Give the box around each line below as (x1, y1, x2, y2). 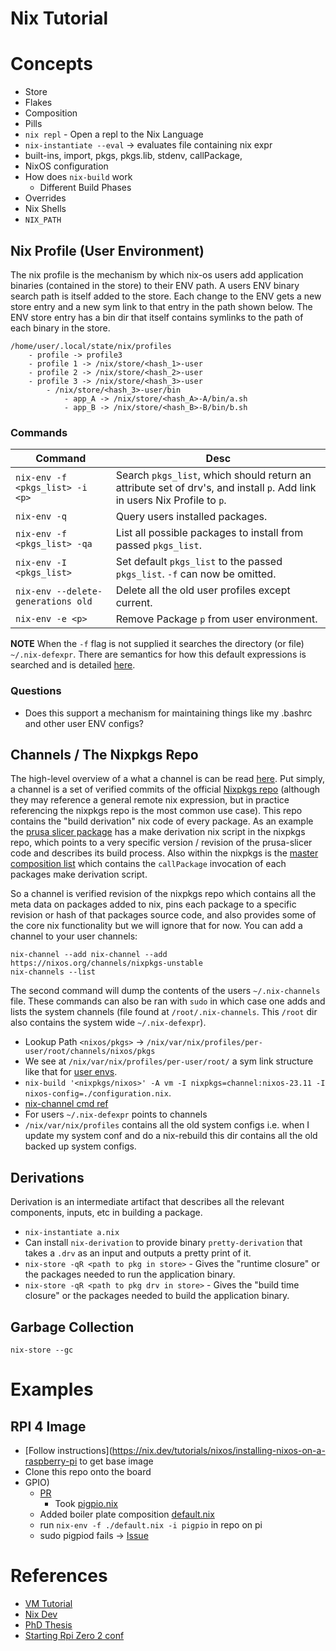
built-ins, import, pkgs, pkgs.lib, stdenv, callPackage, (24, 150, 243, 162)
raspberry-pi (24, 1455, 78, 1467)
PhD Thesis (24, 1618, 73, 1631)
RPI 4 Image (10, 1418, 87, 1435)
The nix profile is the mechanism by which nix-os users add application (10, 268, 304, 281)
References (10, 1565, 108, 1587)
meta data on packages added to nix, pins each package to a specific (10, 898, 297, 911)
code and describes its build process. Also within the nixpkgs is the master (10, 847, 319, 859)
